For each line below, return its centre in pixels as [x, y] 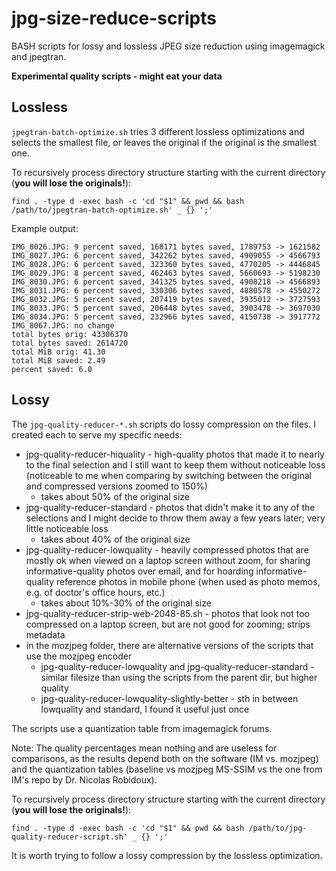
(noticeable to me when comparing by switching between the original [168, 475]
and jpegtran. [39, 56]
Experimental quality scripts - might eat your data [117, 76]
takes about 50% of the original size [115, 496]
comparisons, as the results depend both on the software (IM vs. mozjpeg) [165, 758]
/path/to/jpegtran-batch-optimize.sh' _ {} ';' [112, 210]
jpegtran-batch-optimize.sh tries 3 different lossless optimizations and [158, 131]
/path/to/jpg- [278, 828]
